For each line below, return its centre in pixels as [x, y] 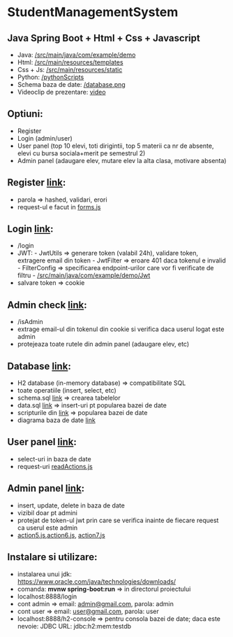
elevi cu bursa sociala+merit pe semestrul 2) [81, 153]
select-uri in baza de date [54, 458]
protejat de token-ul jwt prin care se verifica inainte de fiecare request [118, 520]
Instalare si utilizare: [52, 557]
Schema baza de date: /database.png [71, 84]
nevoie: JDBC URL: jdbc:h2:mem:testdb [74, 626]
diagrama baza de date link [56, 420]
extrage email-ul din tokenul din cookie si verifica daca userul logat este [121, 329]
